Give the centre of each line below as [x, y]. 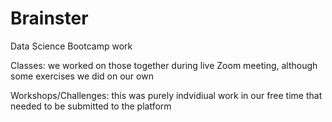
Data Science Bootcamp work [71, 46]
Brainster [49, 18]
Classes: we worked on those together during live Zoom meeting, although [164, 65]
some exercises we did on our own [82, 76]
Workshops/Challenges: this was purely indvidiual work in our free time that [166, 95]
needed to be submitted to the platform [91, 106]
